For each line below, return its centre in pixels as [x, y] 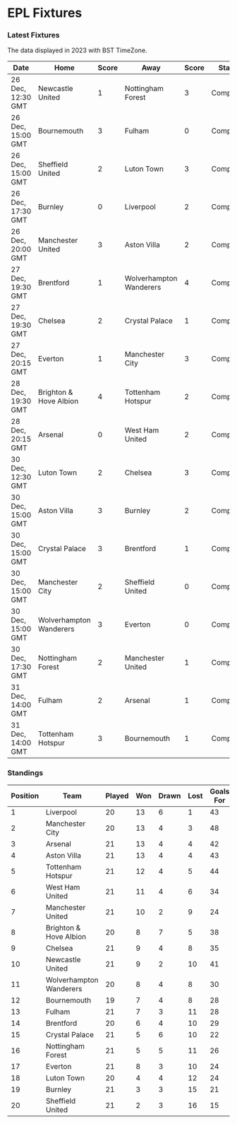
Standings [25, 773]
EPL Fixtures [45, 13]
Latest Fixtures [34, 35]
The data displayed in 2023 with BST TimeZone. [77, 50]
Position [25, 795]
